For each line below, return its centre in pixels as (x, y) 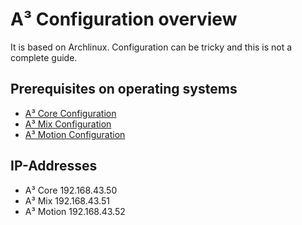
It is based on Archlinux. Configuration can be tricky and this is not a (151, 47)
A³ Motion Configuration (75, 134)
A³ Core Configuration (70, 113)
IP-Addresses (54, 166)
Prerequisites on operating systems (124, 89)
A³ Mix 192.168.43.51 (67, 200)
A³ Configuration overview (124, 19)
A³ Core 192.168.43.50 (71, 190)
